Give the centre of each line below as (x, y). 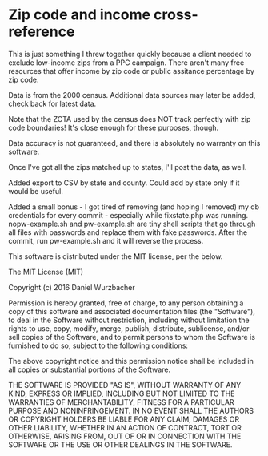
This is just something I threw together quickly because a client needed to (130, 54)
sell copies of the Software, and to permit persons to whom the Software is (132, 337)
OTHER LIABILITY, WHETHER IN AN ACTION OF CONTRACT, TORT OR (125, 427)
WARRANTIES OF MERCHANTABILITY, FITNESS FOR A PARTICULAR (121, 402)
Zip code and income (79, 15)
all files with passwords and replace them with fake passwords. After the (128, 232)
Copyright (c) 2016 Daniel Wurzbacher (72, 287)
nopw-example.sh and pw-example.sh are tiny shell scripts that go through (132, 224)
